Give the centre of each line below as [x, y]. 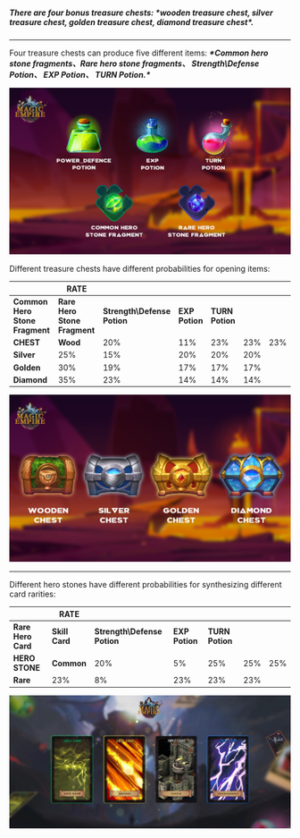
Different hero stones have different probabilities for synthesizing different [146, 585]
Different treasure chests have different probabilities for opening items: [140, 269]
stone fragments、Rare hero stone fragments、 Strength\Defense [134, 63]
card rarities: [33, 594]
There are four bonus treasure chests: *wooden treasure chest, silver [142, 13]
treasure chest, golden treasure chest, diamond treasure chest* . [132, 21]
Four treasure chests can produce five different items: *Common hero [139, 53]
